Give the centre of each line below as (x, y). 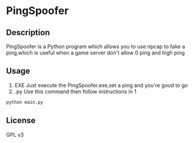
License (21, 120)
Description (28, 33)
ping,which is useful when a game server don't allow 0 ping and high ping (96, 53)
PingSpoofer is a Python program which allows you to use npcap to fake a (96, 46)
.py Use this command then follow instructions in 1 (76, 91)
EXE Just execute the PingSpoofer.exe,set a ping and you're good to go (101, 85)
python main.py (25, 102)
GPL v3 (15, 135)
